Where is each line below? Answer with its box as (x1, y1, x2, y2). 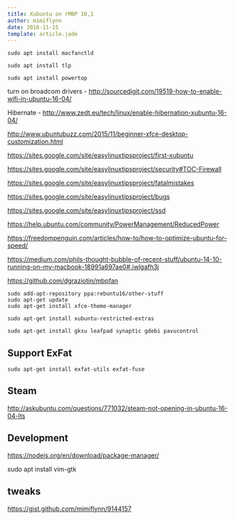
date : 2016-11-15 (7, 23, 59, 31)
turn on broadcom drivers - (7, 87, 88, 96)
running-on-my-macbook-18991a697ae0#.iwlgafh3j (7, 262, 160, 271)
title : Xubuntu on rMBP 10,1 (7, 10, 94, 18)
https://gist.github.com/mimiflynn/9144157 (7, 504, 132, 513)
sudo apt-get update (7, 297, 69, 304)
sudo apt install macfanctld (7, 50, 94, 57)
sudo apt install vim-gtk (7, 465, 77, 473)
